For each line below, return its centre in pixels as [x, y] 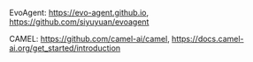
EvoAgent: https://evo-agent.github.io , [79, 13]
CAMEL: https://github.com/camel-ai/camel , [89, 39]
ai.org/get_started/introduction [65, 48]
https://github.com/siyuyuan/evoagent [79, 22]
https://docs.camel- [208, 39]
